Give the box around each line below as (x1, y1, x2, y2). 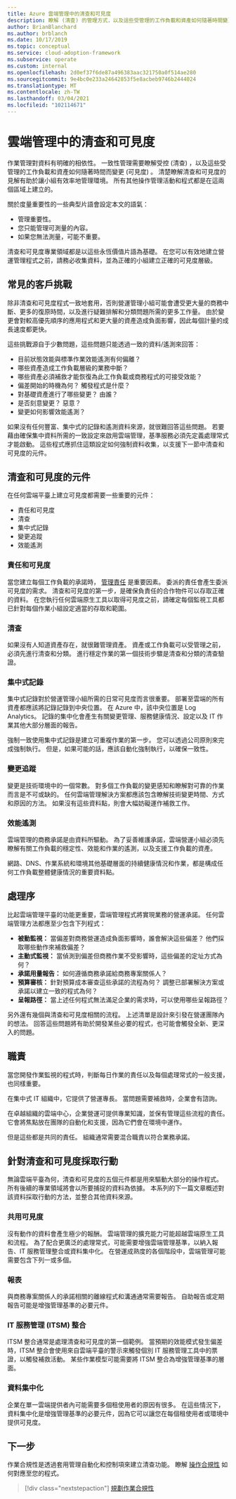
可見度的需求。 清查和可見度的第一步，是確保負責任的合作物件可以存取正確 (7, 586, 225, 595)
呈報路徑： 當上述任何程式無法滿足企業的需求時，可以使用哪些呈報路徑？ (17, 995, 229, 1004)
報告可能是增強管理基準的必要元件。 (7, 1300, 112, 1309)
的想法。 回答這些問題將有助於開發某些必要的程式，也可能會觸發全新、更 (7, 1019, 218, 1027)
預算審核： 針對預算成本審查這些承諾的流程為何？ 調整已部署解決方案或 (17, 977, 225, 986)
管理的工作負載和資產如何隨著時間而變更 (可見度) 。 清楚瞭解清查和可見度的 (7, 167, 227, 176)
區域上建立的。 (13, 185, 57, 193)
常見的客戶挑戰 (7, 279, 72, 291)
